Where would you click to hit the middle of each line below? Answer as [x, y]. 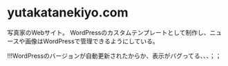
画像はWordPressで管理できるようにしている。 [92, 41]
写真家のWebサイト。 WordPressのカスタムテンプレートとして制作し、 [108, 32]
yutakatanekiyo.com [68, 13]
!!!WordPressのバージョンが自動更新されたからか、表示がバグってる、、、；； [114, 56]
